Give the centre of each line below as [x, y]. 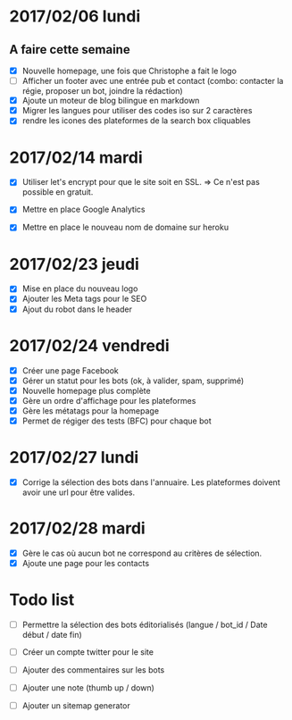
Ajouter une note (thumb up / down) [88, 688]
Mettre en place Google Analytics [83, 209]
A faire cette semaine [70, 50]
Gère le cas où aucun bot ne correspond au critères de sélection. [142, 553]
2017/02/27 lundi [74, 458]
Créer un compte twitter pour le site [88, 652]
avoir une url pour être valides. [79, 492]
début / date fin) [52, 634]
